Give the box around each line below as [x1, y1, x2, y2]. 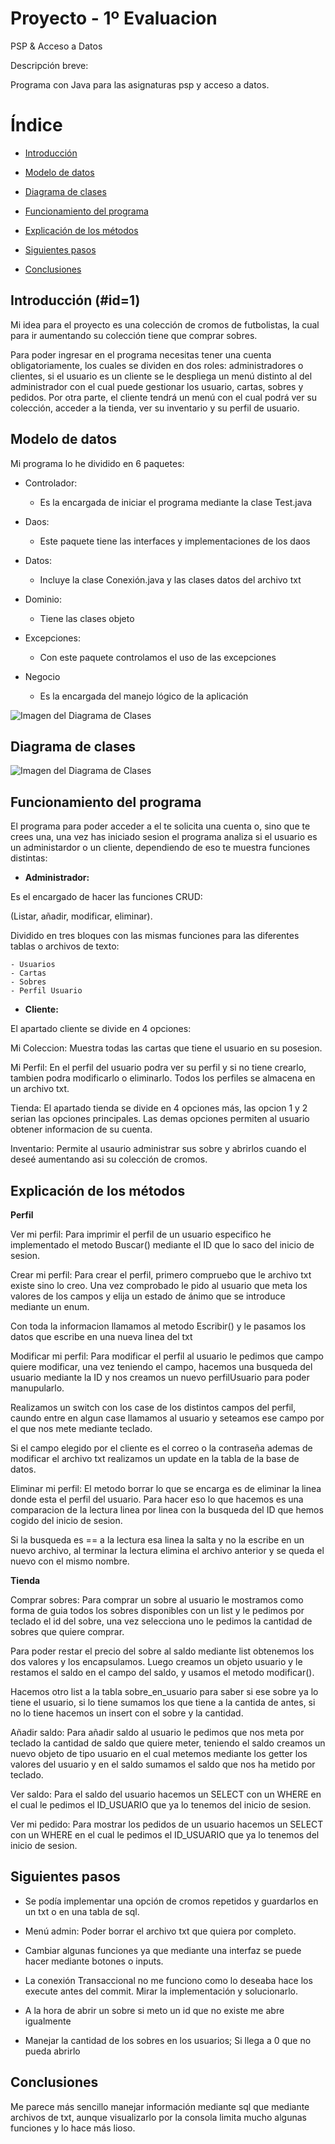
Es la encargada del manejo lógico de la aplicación [39, 690, 249, 702]
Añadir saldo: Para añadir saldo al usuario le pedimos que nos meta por [10, 1726, 305, 1738]
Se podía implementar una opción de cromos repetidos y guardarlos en [24, 1895, 319, 1907]
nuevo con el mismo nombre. [10, 1555, 130, 1567]
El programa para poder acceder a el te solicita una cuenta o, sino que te [10, 820, 311, 832]
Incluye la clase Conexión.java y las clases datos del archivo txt [39, 573, 302, 586]
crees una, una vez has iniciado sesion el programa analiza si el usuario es [10, 831, 318, 843]
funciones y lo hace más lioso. [10, 2122, 136, 2134]
